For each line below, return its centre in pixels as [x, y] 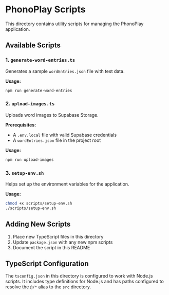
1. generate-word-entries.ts [40, 60]
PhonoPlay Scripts [45, 10]
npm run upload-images [30, 160]
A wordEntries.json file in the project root [57, 140]
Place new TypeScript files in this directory [58, 236]
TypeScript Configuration [47, 263]
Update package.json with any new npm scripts [63, 242]
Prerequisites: [21, 125]
